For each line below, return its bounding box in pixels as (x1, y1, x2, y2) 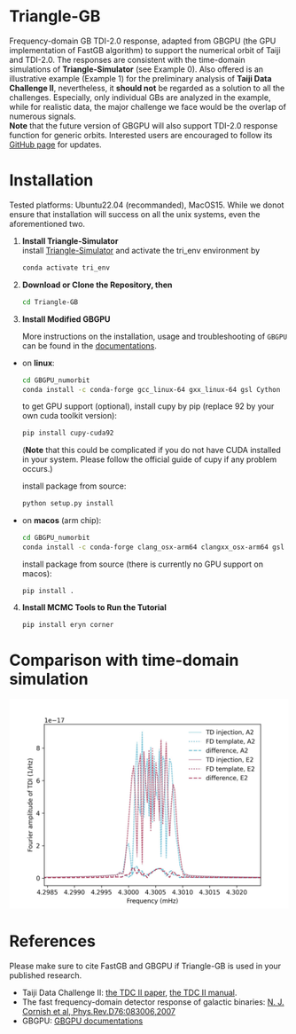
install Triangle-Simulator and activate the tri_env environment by (21, 245, 261, 255)
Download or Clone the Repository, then (21, 279, 173, 290)
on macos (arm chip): (21, 515, 102, 526)
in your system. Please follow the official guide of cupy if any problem (21, 454, 277, 465)
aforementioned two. (9, 218, 86, 229)
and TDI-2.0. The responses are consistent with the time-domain (9, 54, 245, 65)
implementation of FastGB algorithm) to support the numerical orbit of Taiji (9, 44, 281, 55)
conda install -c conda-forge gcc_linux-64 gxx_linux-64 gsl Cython (21, 385, 281, 394)
